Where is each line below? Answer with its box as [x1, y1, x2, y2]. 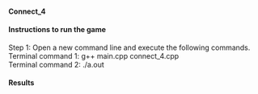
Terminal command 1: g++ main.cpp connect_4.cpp [8, 51, 180, 60]
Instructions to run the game [8, 25, 107, 35]
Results [8, 78, 35, 88]
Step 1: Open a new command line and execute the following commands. [8, 43, 251, 52]
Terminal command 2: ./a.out [8, 59, 105, 69]
